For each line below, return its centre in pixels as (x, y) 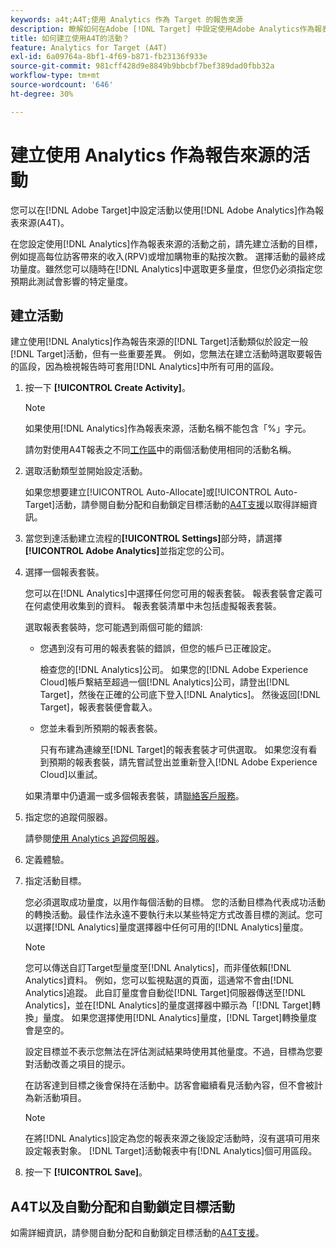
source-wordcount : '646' (62, 85)
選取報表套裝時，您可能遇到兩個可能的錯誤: (113, 627)
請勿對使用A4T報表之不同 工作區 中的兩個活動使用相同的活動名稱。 (160, 450)
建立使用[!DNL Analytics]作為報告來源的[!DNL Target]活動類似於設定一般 (159, 342)
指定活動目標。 (55, 881)
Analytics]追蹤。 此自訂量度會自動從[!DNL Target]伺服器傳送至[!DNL (165, 993)
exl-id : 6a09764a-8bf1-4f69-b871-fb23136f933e (109, 57)
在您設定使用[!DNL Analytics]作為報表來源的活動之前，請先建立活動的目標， (166, 243)
